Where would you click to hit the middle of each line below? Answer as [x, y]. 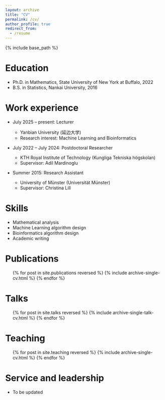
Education [27, 68]
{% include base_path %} [32, 48]
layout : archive [22, 10]
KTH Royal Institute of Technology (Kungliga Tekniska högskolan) [88, 158]
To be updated [28, 392]
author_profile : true [28, 24]
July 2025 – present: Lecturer [43, 122]
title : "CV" [18, 15]
